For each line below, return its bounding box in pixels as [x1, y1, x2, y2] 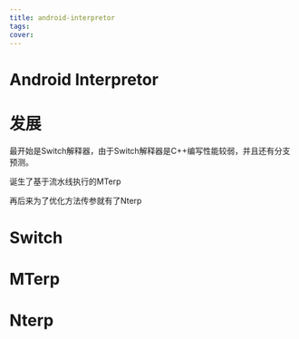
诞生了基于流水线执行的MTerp [9, 176, 121, 187]
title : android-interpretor [9, 13, 116, 23]
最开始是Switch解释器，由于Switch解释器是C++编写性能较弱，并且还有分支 [9, 145, 291, 156]
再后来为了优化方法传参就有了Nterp [9, 195, 142, 206]
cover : [9, 30, 34, 39]
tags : [9, 22, 30, 31]
